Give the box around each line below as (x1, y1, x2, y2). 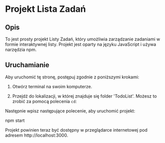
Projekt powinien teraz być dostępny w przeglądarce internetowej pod (5, 127, 148, 133)
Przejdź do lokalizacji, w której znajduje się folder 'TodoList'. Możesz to (12, 93, 157, 99)
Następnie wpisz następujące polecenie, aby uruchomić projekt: (5, 107, 135, 114)
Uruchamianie (5, 61, 49, 70)
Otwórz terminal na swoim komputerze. (12, 83, 93, 89)
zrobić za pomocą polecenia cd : (12, 98, 77, 104)
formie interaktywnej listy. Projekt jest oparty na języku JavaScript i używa (5, 41, 157, 47)
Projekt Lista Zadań (5, 3, 86, 15)
